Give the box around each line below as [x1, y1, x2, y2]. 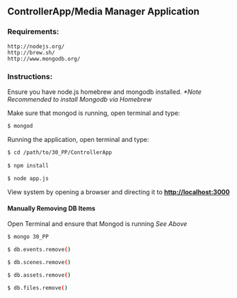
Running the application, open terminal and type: [7, 135, 150, 143]
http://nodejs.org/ [7, 42, 65, 50]
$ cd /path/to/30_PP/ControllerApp [7, 148, 112, 156]
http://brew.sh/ [7, 49, 55, 56]
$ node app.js [7, 175, 50, 182]
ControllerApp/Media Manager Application [7, 6, 200, 18]
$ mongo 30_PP [7, 233, 50, 241]
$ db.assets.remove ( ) [7, 272, 71, 279]
